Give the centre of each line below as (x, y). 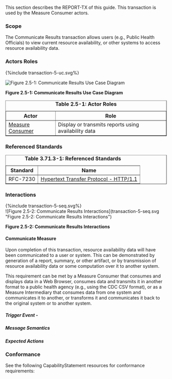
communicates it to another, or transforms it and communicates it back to (83, 298)
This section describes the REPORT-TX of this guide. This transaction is (81, 7)
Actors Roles (21, 62)
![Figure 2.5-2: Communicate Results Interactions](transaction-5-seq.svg (82, 211)
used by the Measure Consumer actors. (47, 13)
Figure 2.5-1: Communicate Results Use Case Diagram (64, 92)
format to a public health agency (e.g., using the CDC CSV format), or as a (84, 287)
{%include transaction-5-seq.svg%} (44, 206)
